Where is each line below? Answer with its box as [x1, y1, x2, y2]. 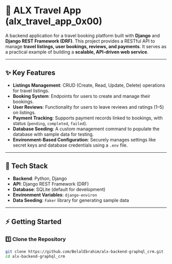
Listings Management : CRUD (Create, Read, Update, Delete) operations [12, 82, 165, 88]
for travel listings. [12, 87, 50, 94]
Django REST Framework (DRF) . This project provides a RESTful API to [5, 38, 155, 44]
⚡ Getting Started [5, 217, 61, 226]
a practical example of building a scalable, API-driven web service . [5, 49, 148, 55]
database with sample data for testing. [12, 131, 94, 137]
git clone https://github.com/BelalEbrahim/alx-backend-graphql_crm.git [5, 249, 164, 254]
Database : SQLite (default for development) [12, 186, 106, 192]
